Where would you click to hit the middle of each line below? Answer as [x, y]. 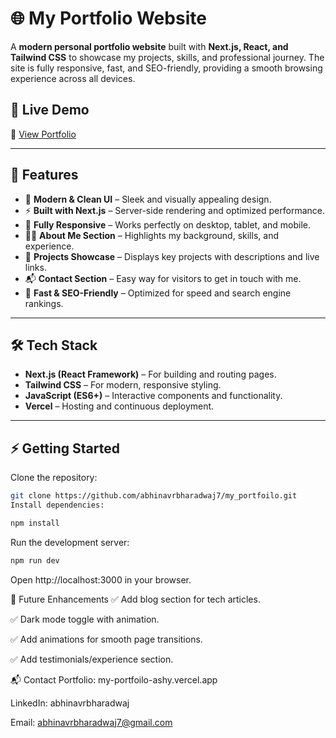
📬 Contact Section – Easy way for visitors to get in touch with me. [163, 278]
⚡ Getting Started [65, 448]
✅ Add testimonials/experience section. [92, 659]
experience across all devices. [73, 78]
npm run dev [35, 560]
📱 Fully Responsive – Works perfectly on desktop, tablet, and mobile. [167, 224]
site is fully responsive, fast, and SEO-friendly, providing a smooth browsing [166, 68]
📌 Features [44, 175]
